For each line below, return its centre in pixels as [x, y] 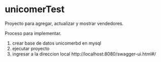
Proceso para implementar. [33, 33]
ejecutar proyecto [31, 48]
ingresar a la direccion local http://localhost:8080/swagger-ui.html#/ [84, 54]
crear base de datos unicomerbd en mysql [57, 43]
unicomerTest [35, 9]
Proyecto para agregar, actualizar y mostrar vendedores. [64, 23]
